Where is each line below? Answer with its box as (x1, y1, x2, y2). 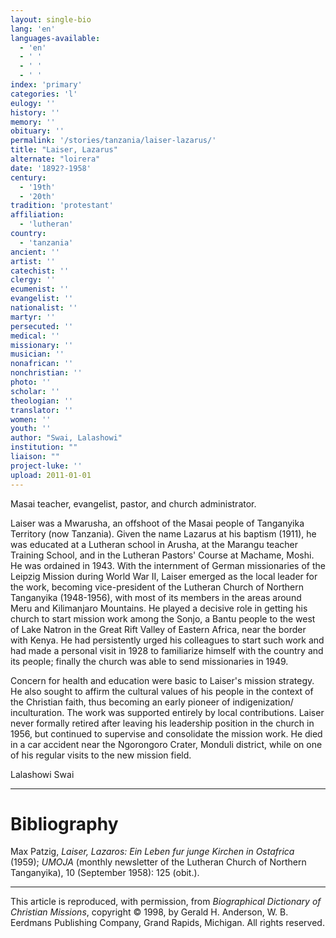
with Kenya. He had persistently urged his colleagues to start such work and (10, 634, 325, 646)
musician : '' (10, 349, 65, 360)
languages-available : (10, 33, 101, 43)
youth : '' (10, 424, 52, 434)
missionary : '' (10, 340, 74, 350)
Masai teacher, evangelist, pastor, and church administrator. (10, 497, 257, 510)
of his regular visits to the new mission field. (10, 749, 192, 761)
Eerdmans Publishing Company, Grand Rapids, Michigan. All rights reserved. (10, 917, 325, 929)
